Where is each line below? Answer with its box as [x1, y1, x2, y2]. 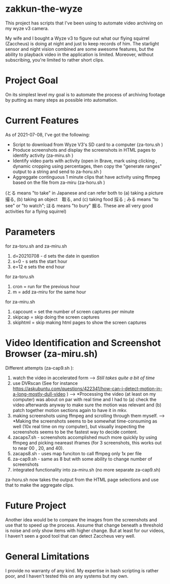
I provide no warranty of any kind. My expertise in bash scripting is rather [5, 567, 159, 573]
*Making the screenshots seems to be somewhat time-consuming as [12, 418, 157, 424]
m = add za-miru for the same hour [12, 289, 86, 295]
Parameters [5, 226, 56, 237]
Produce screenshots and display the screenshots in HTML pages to [12, 147, 156, 153]
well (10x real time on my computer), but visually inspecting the [12, 423, 145, 429]
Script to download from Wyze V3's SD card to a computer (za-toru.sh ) [12, 141, 163, 148]
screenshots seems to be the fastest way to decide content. [12, 429, 138, 435]
